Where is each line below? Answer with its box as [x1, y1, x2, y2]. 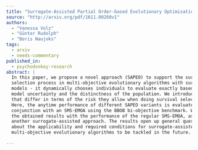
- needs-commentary [11, 53, 60, 58]
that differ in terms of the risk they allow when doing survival [11, 96, 178, 102]
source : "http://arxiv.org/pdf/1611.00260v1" [6, 14, 120, 20]
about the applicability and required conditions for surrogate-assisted [11, 124, 196, 130]
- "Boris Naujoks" [11, 36, 57, 42]
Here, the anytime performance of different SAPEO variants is [11, 102, 170, 108]
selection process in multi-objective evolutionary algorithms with [11, 80, 183, 86]
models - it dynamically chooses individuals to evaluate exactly [11, 86, 178, 92]
